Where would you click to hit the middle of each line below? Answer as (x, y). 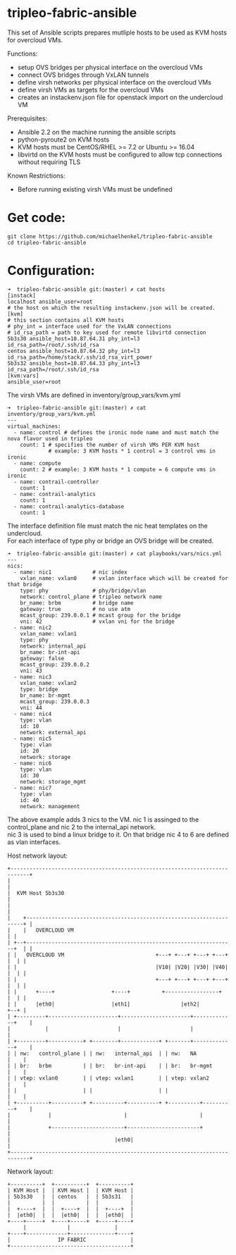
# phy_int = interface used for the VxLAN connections (89, 326)
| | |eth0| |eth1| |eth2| (104, 1004)
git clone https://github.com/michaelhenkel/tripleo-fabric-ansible (110, 236)
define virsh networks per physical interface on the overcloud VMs (114, 82)
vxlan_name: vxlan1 (49, 633)
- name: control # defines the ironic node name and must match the (116, 432)
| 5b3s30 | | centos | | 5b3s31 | (70, 1197)
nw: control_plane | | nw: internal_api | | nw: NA (108, 1053)
